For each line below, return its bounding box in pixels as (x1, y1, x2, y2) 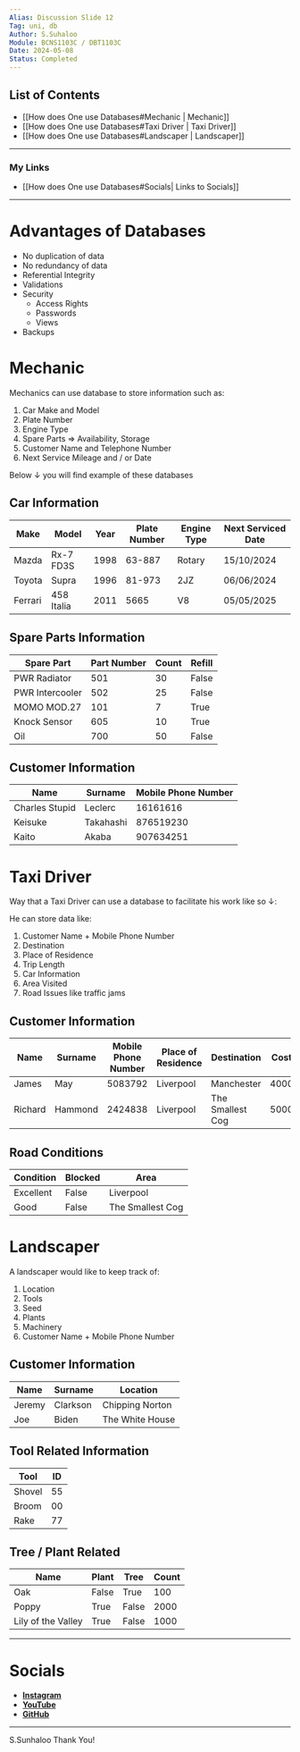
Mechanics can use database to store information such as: (9, 387, 225, 398)
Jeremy (13, 1398, 46, 1411)
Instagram (21, 1690, 62, 1701)
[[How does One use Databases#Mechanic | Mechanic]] (21, 111, 229, 122)
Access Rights (35, 299, 89, 309)
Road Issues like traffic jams (21, 988, 126, 998)
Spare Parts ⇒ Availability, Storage (21, 433, 150, 443)
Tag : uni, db (9, 21, 58, 30)
